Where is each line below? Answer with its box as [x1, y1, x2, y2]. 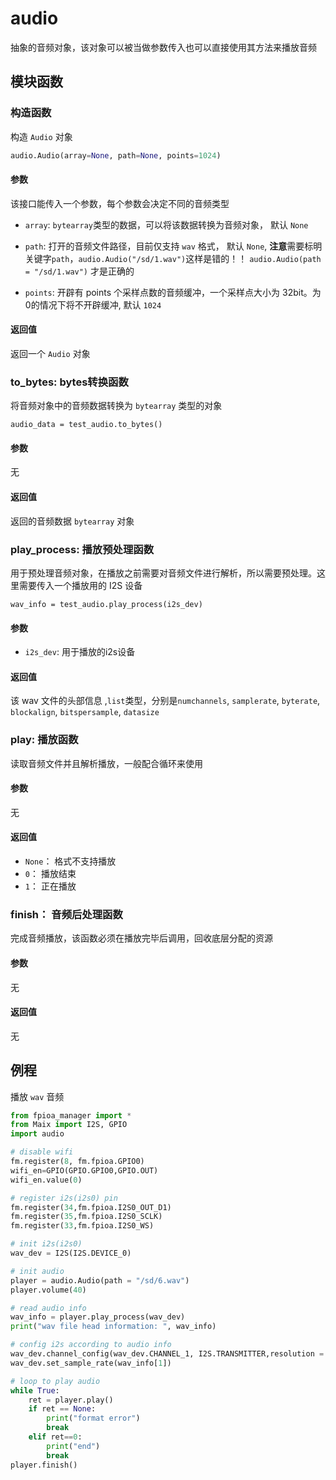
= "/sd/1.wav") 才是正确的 [24, 265, 135, 277]
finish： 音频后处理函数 [10, 907, 123, 921]
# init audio [10, 1266, 65, 1276]
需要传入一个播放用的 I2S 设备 [18, 579, 143, 591]
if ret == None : [28, 1404, 97, 1414]
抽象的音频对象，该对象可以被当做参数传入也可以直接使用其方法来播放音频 [10, 41, 317, 53]
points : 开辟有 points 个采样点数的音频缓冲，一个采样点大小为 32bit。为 [24, 286, 322, 298]
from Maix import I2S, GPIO [10, 1120, 128, 1130]
